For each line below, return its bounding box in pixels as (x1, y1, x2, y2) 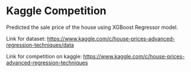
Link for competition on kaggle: (6, 53, 82, 60)
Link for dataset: (6, 35, 46, 42)
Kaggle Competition (6, 4, 106, 18)
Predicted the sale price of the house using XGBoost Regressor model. (6, 24, 179, 31)
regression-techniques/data (6, 41, 75, 48)
